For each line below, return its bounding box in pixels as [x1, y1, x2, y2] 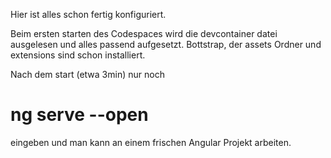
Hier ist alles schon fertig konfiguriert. [10, 9, 167, 20]
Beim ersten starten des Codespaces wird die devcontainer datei [10, 28, 278, 39]
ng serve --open [10, 104, 149, 126]
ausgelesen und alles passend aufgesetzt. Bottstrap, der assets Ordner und [10, 39, 322, 50]
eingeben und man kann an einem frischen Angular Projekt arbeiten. [10, 136, 292, 148]
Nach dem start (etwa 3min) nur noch [10, 69, 165, 80]
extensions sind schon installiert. [10, 49, 146, 61]
